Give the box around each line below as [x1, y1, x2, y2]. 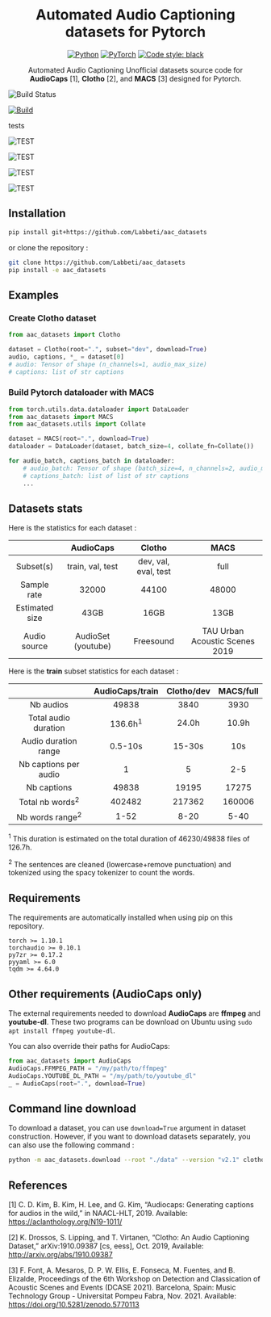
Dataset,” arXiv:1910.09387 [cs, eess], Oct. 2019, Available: [8, 1241, 204, 1251]
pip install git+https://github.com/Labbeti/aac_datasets [8, 228, 207, 236]
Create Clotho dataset [8, 312, 97, 324]
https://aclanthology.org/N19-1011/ [8, 1217, 123, 1227]
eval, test [136, 566, 172, 577]
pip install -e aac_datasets [8, 266, 106, 274]
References [8, 1178, 68, 1192]
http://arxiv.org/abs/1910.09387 [8, 1250, 113, 1260]
